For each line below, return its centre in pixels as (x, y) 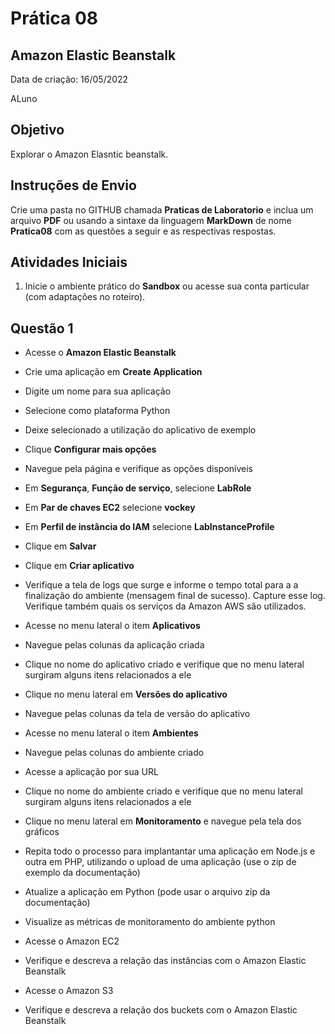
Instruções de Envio (73, 185)
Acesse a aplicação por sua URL (91, 772)
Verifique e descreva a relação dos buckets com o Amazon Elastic (161, 1010)
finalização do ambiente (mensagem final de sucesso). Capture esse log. (175, 596)
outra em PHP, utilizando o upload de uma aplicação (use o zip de (160, 862)
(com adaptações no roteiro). (85, 297)
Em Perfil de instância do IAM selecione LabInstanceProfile (149, 527)
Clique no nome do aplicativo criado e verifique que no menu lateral (164, 664)
